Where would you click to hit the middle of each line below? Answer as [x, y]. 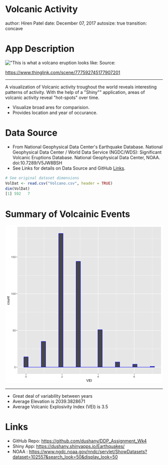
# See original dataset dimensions [42, 178]
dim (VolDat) [17, 189]
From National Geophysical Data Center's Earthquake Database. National [87, 147]
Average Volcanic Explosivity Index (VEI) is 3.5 [60, 407]
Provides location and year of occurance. [55, 112]
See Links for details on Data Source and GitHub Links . [69, 168]
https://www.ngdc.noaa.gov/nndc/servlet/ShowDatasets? [88, 452]
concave [14, 28]
